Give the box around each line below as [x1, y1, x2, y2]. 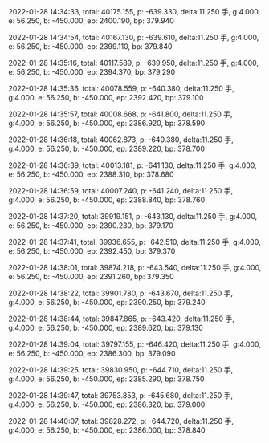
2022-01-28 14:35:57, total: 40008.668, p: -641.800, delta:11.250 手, [8, 109, 233, 119]
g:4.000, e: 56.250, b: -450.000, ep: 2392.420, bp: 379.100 [8, 93, 204, 102]
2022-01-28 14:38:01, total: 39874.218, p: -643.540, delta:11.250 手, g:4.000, [8, 263, 262, 272]
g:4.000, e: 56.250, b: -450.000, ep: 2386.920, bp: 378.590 [8, 119, 206, 128]
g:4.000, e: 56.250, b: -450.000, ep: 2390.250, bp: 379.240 [8, 298, 206, 307]
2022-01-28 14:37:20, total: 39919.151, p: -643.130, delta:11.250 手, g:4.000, [8, 212, 258, 221]
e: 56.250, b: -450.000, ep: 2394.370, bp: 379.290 [8, 67, 176, 76]
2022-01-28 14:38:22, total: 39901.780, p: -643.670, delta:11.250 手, [8, 288, 234, 298]
